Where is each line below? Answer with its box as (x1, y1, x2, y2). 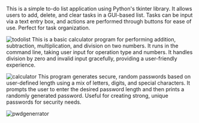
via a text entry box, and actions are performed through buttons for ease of (6, 18, 192, 25)
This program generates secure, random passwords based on (38, 73, 191, 80)
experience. (6, 61, 36, 68)
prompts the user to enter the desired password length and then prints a (6, 86, 185, 92)
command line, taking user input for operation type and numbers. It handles (6, 49, 193, 56)
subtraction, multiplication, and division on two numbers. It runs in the (6, 42, 179, 49)
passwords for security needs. (6, 98, 82, 106)
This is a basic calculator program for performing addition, (32, 36, 176, 43)
